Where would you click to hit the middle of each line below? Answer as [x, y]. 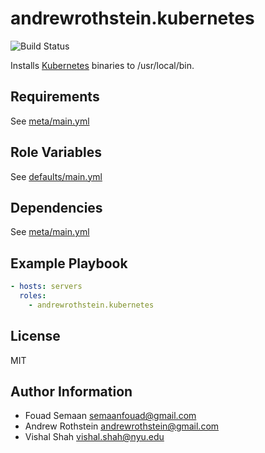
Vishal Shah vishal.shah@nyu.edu [94, 437]
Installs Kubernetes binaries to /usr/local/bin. [102, 65]
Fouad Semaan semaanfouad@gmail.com [110, 416]
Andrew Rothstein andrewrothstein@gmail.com [122, 426]
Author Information [71, 392]
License [35, 336]
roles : [33, 296]
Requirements [55, 97]
